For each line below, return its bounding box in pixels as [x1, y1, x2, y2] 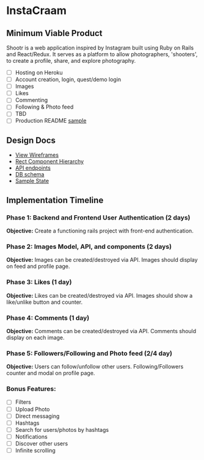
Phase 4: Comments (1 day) [6, 314, 90, 322]
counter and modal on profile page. [6, 370, 95, 377]
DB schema [15, 171, 45, 178]
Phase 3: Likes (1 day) [6, 278, 72, 287]
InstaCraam [6, 4, 67, 18]
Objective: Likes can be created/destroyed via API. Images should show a [6, 292, 193, 299]
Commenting [15, 96, 48, 104]
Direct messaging [15, 412, 60, 420]
